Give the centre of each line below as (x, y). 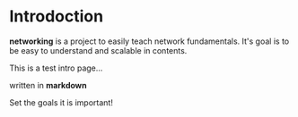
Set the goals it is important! (61, 102)
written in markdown (48, 85)
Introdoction (57, 17)
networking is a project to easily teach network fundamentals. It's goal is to (149, 41)
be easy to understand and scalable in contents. (98, 50)
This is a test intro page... (56, 68)
